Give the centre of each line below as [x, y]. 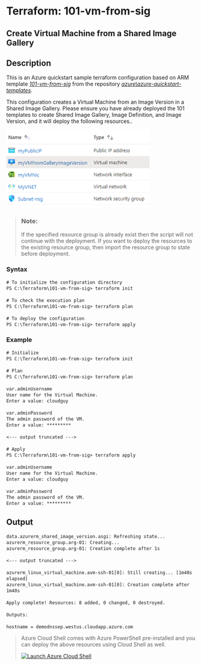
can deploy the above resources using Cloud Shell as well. [93, 645]
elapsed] [17, 579]
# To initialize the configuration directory [64, 282]
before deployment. [45, 254]
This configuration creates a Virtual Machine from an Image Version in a [95, 102]
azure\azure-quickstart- [151, 84]
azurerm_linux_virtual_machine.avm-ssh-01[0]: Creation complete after [98, 585]
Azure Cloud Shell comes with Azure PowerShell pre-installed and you [108, 638]
